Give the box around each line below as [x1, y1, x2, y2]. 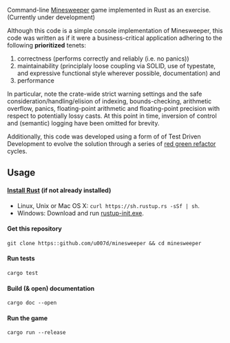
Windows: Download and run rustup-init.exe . [17, 209, 145, 217]
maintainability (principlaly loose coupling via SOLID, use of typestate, [17, 62, 216, 70]
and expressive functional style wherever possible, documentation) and [17, 69, 220, 77]
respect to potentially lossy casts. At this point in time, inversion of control [7, 112, 217, 120]
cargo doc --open [7, 300, 57, 306]
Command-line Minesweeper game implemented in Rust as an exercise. [7, 6, 211, 14]
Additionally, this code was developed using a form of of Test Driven [7, 132, 201, 141]
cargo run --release [7, 329, 67, 336]
